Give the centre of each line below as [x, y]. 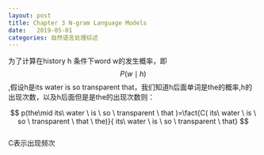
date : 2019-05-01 [40, 30]
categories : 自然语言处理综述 [54, 38]
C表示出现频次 [32, 143]
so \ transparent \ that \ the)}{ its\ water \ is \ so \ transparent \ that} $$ [133, 121]
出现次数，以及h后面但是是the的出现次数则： [82, 97]
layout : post [30, 15]
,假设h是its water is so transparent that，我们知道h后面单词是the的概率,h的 [130, 87]
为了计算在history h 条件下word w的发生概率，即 [88, 61]
